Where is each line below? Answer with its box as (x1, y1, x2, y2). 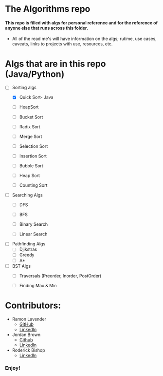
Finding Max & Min (19, 282, 57, 288)
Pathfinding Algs (12, 241, 46, 247)
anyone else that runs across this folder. (5, 25, 89, 31)
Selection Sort (19, 143, 48, 149)
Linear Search (19, 231, 48, 237)
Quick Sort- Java (19, 94, 54, 100)
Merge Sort (19, 133, 42, 139)
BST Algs (12, 263, 31, 269)
